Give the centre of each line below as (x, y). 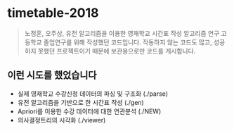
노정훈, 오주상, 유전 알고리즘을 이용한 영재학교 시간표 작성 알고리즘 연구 (122, 33)
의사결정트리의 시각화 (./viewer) (61, 120)
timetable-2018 (53, 13)
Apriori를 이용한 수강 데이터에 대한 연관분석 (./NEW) (89, 111)
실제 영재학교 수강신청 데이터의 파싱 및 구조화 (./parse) (93, 94)
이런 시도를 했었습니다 (52, 75)
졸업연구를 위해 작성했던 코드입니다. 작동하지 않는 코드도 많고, (128, 42)
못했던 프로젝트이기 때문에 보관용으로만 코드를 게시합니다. (117, 51)
